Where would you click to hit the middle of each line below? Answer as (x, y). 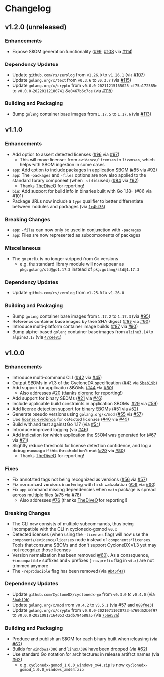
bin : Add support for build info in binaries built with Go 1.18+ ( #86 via (82, 191)
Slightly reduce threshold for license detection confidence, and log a (82, 446)
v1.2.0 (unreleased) (36, 27)
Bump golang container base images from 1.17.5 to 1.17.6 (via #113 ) (82, 114)
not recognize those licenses (42, 550)
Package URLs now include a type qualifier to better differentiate (78, 201)
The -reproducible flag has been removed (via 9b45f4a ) (69, 571)
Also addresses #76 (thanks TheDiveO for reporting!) (73, 500)
